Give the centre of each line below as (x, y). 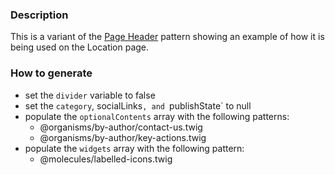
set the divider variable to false (90, 95)
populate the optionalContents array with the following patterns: (157, 116)
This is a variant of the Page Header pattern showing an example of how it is (167, 37)
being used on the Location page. (80, 47)
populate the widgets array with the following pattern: (134, 148)
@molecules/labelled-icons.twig (106, 159)
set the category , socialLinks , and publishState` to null (138, 105)
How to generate (51, 73)
